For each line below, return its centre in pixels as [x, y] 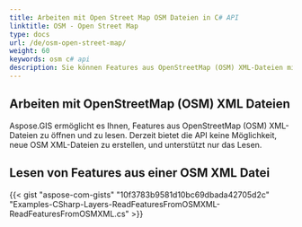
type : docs [30, 34]
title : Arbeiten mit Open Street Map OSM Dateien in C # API [124, 17]
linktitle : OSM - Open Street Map [74, 26]
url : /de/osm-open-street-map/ [68, 43]
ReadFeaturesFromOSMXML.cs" [69, 214]
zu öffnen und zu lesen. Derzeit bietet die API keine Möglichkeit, [158, 135]
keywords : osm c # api [50, 59]
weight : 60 [30, 51]
